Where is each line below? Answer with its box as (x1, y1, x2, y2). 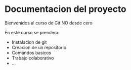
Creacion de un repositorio (11, 44, 67, 50)
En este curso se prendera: (4, 29, 60, 35)
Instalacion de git (11, 39, 47, 45)
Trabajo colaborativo (11, 55, 54, 61)
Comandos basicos (11, 50, 51, 56)
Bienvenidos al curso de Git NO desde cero (4, 20, 92, 26)
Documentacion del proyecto (4, 3, 127, 15)
